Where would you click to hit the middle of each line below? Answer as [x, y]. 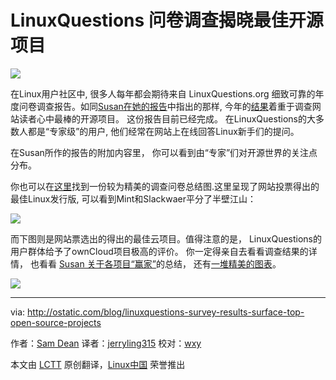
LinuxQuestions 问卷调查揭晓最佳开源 [167, 20]
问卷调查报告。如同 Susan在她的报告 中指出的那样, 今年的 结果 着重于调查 [165, 106]
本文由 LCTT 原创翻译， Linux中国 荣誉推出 [98, 364]
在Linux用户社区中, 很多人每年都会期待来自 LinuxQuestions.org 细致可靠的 [163, 93]
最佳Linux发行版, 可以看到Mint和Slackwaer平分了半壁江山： [133, 198]
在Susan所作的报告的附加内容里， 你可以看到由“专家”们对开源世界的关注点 [164, 152]
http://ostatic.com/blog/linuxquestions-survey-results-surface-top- [166, 312]
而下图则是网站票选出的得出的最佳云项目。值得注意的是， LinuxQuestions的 [166, 238]
